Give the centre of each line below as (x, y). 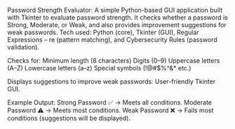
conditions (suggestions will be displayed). (69, 118)
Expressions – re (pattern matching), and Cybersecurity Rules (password (112, 40)
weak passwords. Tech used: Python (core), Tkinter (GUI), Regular (103, 32)
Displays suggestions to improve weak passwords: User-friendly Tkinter (112, 82)
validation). (23, 47)
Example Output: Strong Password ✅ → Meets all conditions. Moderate (110, 103)
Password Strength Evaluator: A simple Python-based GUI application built (115, 10)
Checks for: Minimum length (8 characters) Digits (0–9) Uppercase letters (114, 61)
